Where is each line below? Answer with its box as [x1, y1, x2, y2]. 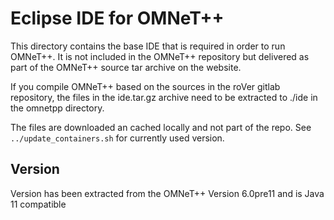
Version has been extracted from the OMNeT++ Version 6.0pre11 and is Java [10, 187, 325, 199]
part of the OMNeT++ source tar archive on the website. [10, 61, 242, 73]
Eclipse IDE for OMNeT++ [10, 7, 225, 30]
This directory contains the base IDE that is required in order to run [10, 40, 286, 52]
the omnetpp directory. [10, 102, 105, 114]
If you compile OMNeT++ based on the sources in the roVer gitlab [10, 80, 281, 92]
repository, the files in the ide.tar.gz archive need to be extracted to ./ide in [10, 91, 318, 103]
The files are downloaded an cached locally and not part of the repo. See [10, 121, 312, 133]
